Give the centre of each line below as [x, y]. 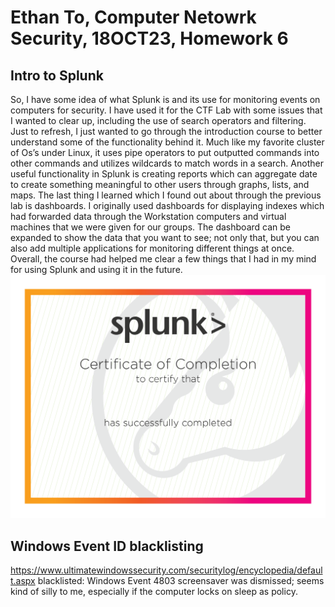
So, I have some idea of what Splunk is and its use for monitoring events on [165, 99]
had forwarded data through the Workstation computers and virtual [148, 216]
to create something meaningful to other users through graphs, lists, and [160, 184]
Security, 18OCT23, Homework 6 [149, 38]
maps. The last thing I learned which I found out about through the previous [166, 195]
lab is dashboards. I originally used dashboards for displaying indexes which [167, 205]
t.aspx [23, 581]
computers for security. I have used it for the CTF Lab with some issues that [166, 110]
